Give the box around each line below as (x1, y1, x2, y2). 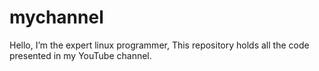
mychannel (9, 6, 104, 29)
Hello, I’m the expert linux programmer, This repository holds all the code (9, 39, 310, 51)
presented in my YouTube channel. (9, 49, 152, 61)
